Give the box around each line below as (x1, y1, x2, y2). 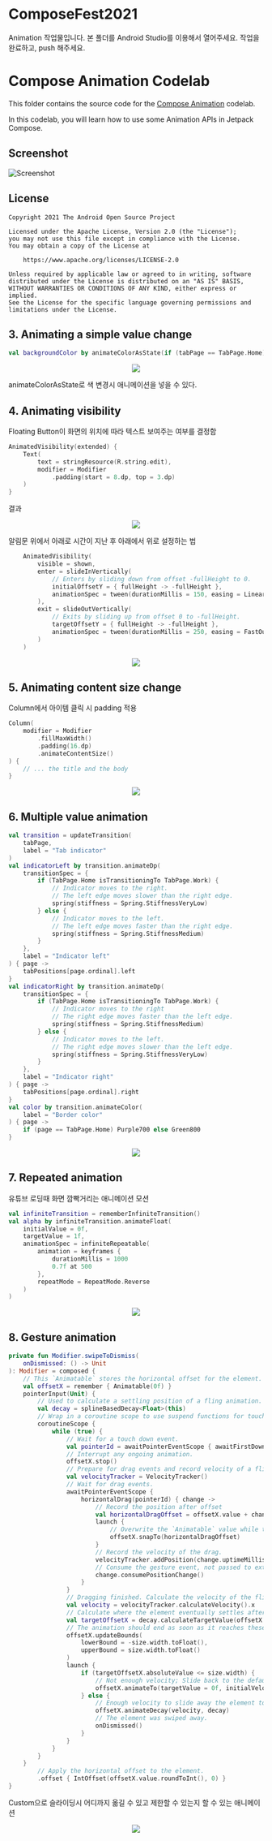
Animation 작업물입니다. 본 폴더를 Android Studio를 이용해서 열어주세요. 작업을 (8, 32, 260, 42)
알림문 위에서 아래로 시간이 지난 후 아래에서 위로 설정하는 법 (8, 537, 197, 546)
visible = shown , (37, 560, 96, 568)
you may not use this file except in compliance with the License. (8, 235, 241, 243)
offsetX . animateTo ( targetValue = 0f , (95, 1684, 223, 1692)
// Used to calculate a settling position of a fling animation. (37, 1397, 263, 1405)
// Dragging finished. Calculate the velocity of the (66, 1593, 252, 1602)
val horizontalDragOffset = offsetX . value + (95, 1511, 249, 1519)
